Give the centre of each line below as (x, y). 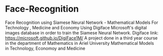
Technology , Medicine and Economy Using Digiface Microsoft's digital (76, 27)
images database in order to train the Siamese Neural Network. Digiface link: (82, 33)
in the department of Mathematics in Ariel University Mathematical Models (80, 43)
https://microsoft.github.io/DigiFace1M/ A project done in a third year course (81, 38)
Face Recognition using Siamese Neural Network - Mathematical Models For (81, 22)
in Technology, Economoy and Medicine (45, 48)
